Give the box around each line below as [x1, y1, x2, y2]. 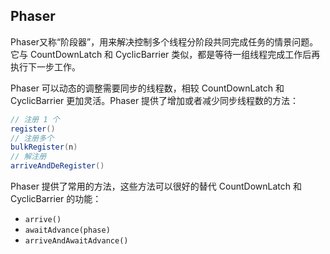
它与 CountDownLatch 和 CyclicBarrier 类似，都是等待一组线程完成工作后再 [10, 48, 321, 60]
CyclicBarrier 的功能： [10, 193, 102, 205]
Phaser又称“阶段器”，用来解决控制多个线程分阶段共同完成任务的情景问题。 [10, 35, 319, 48]
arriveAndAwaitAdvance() [24, 236, 129, 246]
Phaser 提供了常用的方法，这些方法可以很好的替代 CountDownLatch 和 [10, 180, 302, 193]
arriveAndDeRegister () [10, 161, 105, 171]
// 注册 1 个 [10, 114, 60, 124]
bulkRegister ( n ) [10, 142, 78, 153]
